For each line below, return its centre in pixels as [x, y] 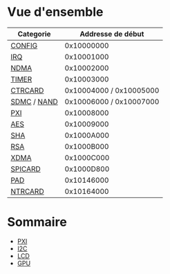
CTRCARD [27, 90]
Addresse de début [112, 34]
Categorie [34, 34]
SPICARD [26, 168]
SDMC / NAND [35, 101]
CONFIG [24, 46]
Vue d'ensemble [55, 12]
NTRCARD [27, 191]
